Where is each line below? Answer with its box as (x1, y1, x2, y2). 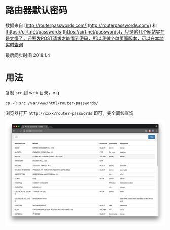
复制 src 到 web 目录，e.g (5, 89, 59, 95)
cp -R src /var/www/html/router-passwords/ (5, 100, 99, 106)
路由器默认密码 (5, 5, 68, 16)
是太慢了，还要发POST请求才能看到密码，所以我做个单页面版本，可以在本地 (5, 35, 164, 41)
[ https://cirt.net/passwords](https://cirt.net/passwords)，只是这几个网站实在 (5, 28, 165, 35)
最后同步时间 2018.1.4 (5, 52, 50, 58)
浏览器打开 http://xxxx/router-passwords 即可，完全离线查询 (5, 110, 134, 116)
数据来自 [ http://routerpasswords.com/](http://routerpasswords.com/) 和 (5, 22, 157, 28)
